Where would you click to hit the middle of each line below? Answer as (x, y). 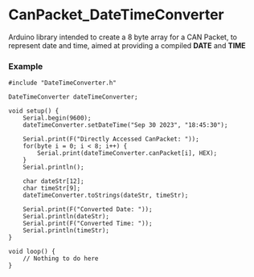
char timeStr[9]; (52, 189)
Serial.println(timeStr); (66, 230)
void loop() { (32, 252)
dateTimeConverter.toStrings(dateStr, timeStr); (106, 196)
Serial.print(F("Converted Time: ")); (88, 224)
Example (26, 66)
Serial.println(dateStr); (66, 217)
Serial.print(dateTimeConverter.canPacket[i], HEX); (127, 153)
